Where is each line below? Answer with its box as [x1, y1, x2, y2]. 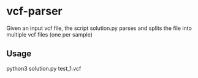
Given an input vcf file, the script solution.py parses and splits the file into [6, 24, 192, 32]
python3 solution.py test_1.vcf [6, 65, 82, 72]
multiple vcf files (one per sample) [6, 30, 93, 38]
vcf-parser [6, 4, 63, 18]
